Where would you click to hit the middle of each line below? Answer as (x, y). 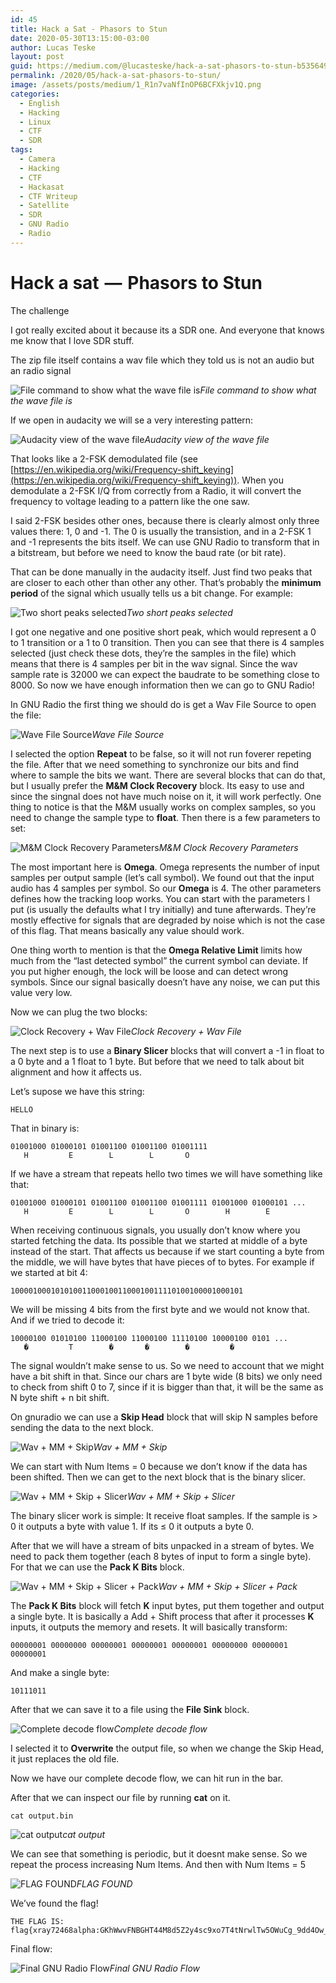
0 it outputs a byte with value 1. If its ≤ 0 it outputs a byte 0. (132, 1526)
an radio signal (41, 370)
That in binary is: (45, 1128)
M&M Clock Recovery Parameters (228, 847)
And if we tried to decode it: (67, 1320)
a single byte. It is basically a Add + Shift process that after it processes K (162, 1616)
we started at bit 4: (49, 1272)
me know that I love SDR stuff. (72, 340)
